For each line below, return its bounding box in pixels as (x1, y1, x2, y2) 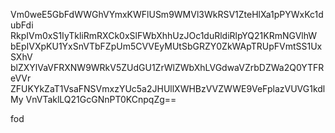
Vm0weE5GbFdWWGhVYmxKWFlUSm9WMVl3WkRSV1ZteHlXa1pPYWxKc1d (10, 9, 324, 20)
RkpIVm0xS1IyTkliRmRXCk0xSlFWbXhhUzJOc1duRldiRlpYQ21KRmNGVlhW (10, 30, 318, 41)
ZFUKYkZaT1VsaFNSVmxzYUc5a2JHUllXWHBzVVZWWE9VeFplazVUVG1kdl (10, 83, 326, 94)
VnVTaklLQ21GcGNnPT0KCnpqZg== (25, 94, 177, 105)
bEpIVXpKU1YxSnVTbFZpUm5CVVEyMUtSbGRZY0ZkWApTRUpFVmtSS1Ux (10, 40, 323, 52)
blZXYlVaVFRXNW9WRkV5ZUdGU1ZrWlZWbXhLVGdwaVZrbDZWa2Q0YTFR (10, 62, 325, 73)
